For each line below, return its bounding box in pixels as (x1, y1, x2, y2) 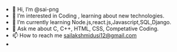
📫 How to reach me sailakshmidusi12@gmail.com (12, 32, 137, 39)
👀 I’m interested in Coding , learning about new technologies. (12, 12, 165, 19)
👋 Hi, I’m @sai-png (12, 6, 59, 13)
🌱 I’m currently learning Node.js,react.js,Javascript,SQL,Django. (12, 19, 172, 25)
